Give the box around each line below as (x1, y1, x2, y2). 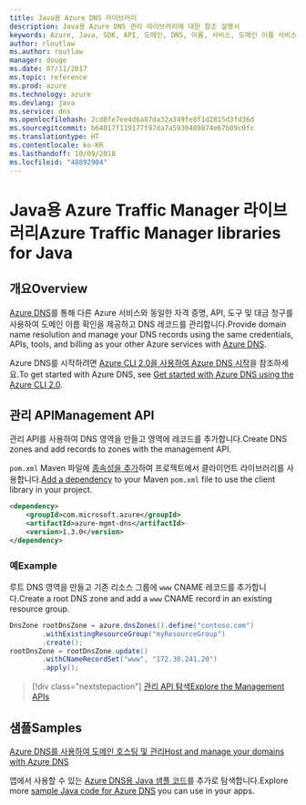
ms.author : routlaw (9, 47, 84, 57)
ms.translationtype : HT (9, 132, 100, 141)
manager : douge (9, 56, 67, 65)
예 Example (9, 559, 57, 571)
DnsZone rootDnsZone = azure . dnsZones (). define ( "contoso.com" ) (9, 621, 255, 630)
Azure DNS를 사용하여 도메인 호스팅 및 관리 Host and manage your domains (9, 746, 285, 758)
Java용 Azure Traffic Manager (9, 200, 240, 220)
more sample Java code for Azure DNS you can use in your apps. (9, 786, 255, 797)
